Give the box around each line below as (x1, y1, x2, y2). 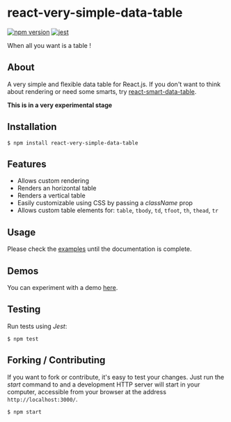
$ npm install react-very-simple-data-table (7, 139, 138, 147)
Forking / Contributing (7, 355, 106, 366)
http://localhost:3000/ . (7, 395, 78, 403)
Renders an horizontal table (17, 184, 97, 193)
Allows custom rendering (17, 177, 89, 185)
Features (7, 158, 47, 170)
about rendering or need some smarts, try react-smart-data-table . (7, 87, 197, 95)
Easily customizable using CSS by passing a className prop (17, 199, 193, 207)
